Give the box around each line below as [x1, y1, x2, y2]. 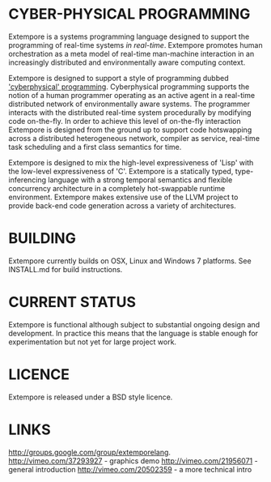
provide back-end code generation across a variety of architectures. [8, 200, 236, 211]
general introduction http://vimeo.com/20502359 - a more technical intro [8, 464, 252, 474]
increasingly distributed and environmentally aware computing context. [8, 58, 246, 67]
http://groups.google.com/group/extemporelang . [8, 447, 171, 457]
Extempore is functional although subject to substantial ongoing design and [8, 319, 260, 329]
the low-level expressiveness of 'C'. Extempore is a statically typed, [8, 166, 234, 176]
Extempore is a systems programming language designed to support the [8, 32, 250, 41]
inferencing [8, 175, 47, 185]
